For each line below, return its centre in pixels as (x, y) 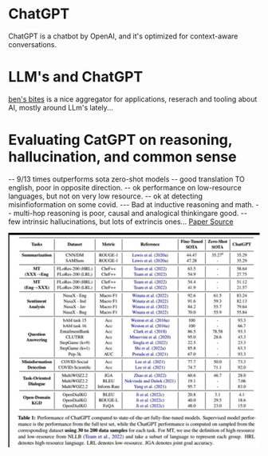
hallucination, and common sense (122, 157)
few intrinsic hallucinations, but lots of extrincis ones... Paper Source (121, 222)
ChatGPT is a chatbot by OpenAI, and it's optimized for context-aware (123, 36)
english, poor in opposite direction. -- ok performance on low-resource (125, 187)
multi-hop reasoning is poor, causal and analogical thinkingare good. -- (130, 213)
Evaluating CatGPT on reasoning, (120, 140)
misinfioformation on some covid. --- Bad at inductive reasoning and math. (131, 204)
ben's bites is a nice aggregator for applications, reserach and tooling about (133, 99)
